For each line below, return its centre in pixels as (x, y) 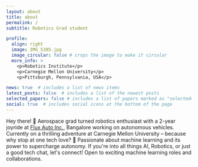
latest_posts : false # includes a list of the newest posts (83, 93)
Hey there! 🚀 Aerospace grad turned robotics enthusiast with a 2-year (91, 121)
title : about (22, 17)
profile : (17, 39)
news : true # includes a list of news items (63, 88)
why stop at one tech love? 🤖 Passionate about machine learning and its (93, 140)
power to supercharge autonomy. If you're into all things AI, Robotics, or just (98, 146)
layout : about (24, 12)
